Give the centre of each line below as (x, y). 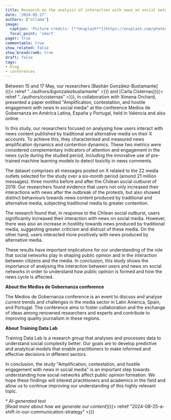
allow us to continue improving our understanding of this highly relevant (81, 386)
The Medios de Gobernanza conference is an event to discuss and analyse (84, 297)
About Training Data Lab (32, 328)
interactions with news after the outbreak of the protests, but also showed (83, 192)
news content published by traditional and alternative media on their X (79, 134)
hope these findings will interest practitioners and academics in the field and (85, 380)
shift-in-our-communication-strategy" (45, 412)
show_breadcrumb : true (29, 52)
